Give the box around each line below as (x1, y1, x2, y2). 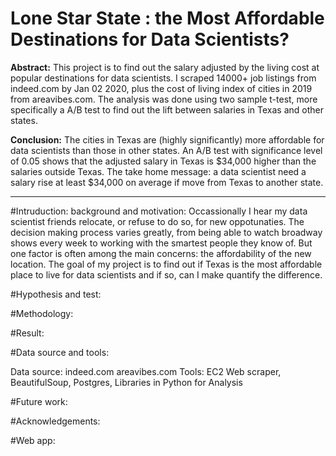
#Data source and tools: (10, 346, 110, 358)
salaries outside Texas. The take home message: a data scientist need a (10, 165, 307, 177)
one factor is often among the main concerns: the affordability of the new (10, 247, 312, 259)
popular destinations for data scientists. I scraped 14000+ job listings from (10, 72, 317, 84)
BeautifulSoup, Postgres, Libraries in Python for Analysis (10, 376, 243, 388)
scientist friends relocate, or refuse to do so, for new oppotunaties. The (10, 215, 305, 227)
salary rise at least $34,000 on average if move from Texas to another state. (10, 176, 324, 188)
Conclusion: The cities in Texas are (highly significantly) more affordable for (10, 133, 325, 146)
